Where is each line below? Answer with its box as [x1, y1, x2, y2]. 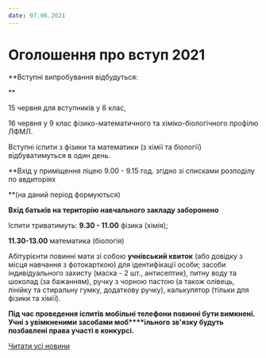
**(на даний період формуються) [8, 190, 121, 199]
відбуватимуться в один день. [8, 150, 111, 160]
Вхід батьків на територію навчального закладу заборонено [8, 205, 219, 214]
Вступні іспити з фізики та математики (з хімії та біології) [8, 142, 202, 152]
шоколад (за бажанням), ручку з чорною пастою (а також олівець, [8, 276, 235, 286]
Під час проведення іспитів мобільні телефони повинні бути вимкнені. [8, 309, 256, 318]
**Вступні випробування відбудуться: [8, 72, 139, 82]
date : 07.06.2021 [8, 11, 66, 20]
